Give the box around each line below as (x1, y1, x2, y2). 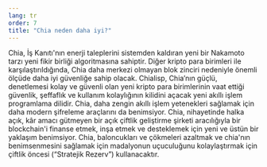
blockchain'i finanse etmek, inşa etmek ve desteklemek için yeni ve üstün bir (8, 124, 259, 134)
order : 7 (8, 19, 37, 27)
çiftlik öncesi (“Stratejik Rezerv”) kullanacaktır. (8, 150, 160, 159)
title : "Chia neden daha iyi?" (8, 26, 112, 34)
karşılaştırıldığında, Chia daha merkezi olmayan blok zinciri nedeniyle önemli (8, 65, 257, 75)
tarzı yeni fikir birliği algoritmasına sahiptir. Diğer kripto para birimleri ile (8, 56, 242, 66)
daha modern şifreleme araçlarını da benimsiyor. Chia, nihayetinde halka (8, 107, 245, 117)
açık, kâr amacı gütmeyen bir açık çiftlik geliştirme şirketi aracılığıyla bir (8, 116, 241, 126)
